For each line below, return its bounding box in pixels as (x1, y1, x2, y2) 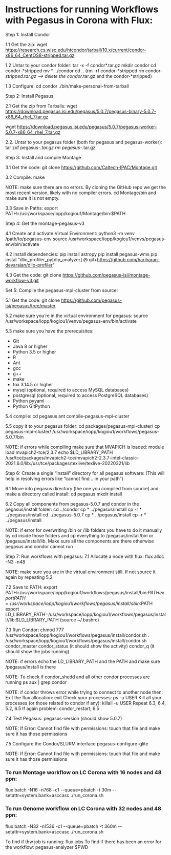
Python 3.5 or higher (12, 348, 56, 354)
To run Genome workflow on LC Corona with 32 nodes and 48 (5, 805, 161, 812)
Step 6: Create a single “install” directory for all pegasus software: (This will (5, 470, 165, 476)
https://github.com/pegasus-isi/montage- (62, 272, 151, 278)
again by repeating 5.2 (5, 574, 53, 580)
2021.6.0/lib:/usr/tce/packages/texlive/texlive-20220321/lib (5, 460, 130, 466)
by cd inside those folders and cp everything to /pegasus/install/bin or (5, 532, 154, 538)
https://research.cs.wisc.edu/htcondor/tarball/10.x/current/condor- (5, 47, 147, 53)
